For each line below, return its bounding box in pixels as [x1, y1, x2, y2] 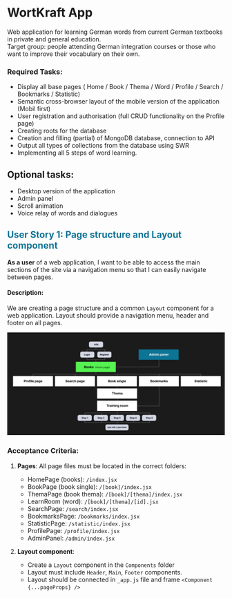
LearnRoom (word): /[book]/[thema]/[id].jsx [27, 497, 159, 505]
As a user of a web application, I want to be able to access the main [7, 258, 200, 267]
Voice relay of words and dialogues [17, 209, 118, 218]
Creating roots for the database [17, 126, 107, 135]
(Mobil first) [17, 105, 51, 113]
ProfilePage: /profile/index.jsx [27, 526, 120, 534]
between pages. [7, 273, 53, 281]
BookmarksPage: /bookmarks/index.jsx [27, 512, 140, 520]
